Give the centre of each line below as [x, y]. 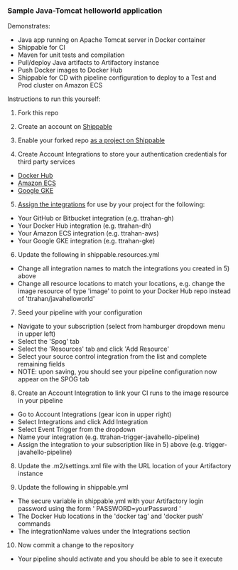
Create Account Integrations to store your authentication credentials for [122, 154]
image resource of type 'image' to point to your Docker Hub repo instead [124, 291]
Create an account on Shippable [65, 127]
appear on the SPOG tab [53, 379]
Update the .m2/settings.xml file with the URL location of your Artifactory [124, 466]
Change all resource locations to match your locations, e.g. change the [121, 284]
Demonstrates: [29, 26]
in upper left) [37, 334]
